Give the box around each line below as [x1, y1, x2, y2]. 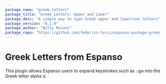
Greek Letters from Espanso [5, 51, 123, 63]
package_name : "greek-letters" [5, 7, 70, 12]
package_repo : [5, 30, 35, 35]
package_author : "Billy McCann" [5, 26, 72, 31]
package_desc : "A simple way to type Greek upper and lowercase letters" [5, 16, 161, 21]
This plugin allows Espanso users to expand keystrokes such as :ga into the [5, 68, 161, 74]
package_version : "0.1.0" [5, 21, 58, 26]
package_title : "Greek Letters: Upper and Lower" [5, 12, 110, 17]
